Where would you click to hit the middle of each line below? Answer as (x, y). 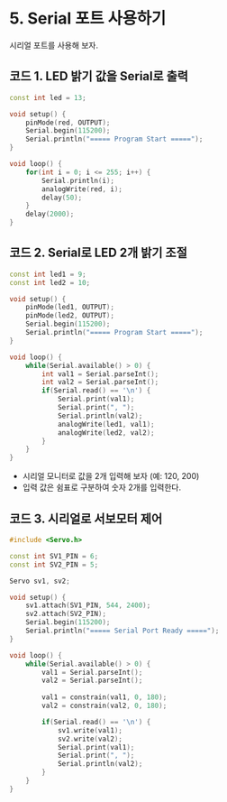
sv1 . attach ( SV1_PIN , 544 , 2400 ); (88, 605)
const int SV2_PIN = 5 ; (54, 565)
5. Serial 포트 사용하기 (88, 18)
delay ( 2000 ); (50, 214)
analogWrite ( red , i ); (82, 189)
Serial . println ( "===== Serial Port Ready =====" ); (123, 631)
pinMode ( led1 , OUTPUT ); (70, 308)
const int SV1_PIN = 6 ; (54, 556)
